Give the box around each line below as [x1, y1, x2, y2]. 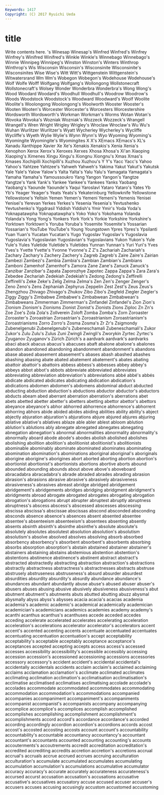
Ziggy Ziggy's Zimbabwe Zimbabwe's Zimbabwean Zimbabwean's [5, 294, 139, 300]
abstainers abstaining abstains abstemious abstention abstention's [5, 550, 140, 556]
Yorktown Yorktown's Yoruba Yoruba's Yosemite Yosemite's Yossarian [5, 221, 147, 227]
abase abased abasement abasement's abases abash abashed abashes [5, 351, 151, 357]
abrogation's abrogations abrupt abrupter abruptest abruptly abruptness [5, 498, 151, 503]
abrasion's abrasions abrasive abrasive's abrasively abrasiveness [5, 477, 138, 482]
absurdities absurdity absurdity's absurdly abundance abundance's [5, 576, 141, 582]
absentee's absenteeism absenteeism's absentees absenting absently [5, 518, 147, 524]
